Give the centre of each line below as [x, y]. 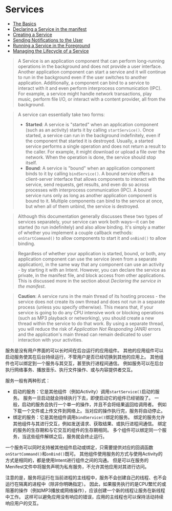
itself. [31, 162]
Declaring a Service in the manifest [50, 29]
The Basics [25, 24]
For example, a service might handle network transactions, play [85, 93]
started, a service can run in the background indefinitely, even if [93, 135]
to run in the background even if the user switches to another [82, 77]
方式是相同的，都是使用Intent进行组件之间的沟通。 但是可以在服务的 [77, 460]
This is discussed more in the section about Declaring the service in [89, 280]
